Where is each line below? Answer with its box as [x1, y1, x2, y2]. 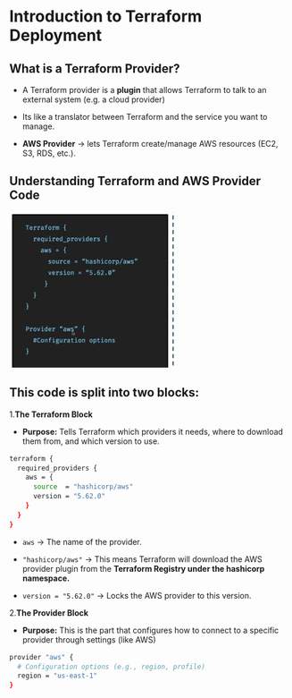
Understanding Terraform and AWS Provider [9, 174, 262, 189]
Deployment [9, 25, 103, 46]
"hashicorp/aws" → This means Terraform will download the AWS [21, 553, 263, 565]
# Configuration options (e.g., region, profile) [17, 662, 205, 671]
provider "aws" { [9, 652, 74, 661]
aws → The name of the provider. [21, 536, 143, 547]
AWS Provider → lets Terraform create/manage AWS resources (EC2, [21, 139, 279, 149]
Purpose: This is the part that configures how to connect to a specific [21, 625, 279, 635]
